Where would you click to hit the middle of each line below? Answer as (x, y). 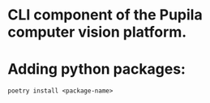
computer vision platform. (97, 32)
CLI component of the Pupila (105, 15)
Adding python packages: (96, 69)
